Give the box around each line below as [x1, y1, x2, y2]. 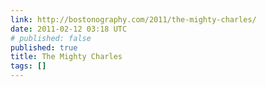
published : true [10, 42, 78, 53]
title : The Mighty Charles [10, 52, 123, 62]
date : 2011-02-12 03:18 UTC [10, 24, 128, 34]
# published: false [10, 33, 92, 43]
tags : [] [10, 61, 47, 71]
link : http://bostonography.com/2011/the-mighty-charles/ [10, 14, 257, 25]
